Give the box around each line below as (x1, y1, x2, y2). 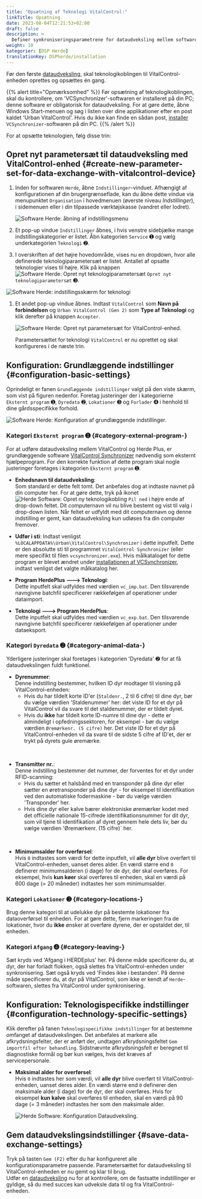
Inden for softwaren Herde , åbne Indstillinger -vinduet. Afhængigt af (14, 184, 188, 192)
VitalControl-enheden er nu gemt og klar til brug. (6, 1168, 127, 1176)
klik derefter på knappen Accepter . (14, 313, 100, 320)
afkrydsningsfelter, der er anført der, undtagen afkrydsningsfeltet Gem (6, 1038, 177, 1045)
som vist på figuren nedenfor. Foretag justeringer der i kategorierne (6, 392, 173, 399)
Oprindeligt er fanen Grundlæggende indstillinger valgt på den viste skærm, (6, 386, 196, 393)
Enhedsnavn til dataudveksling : (14, 476, 96, 483)
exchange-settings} (6, 1139, 83, 1150)
